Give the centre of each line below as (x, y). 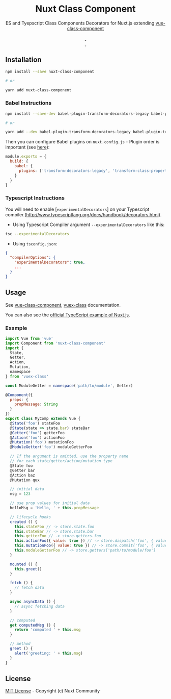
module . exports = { (26, 157)
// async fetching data (40, 606)
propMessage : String (36, 404)
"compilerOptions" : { (33, 258)
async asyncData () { (33, 602)
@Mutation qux (25, 480)
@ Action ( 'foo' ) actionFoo (37, 438)
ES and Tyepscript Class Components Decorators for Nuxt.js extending (80, 23)
